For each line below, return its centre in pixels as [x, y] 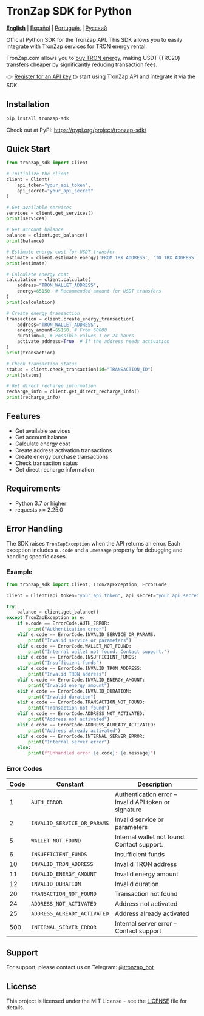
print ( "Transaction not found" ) [69, 708]
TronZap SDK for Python [69, 11]
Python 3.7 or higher [41, 503]
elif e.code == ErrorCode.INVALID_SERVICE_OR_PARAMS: [87, 635]
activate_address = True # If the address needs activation [93, 342]
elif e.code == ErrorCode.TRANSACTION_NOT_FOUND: [81, 702]
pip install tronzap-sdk [38, 118]
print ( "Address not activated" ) [69, 720]
